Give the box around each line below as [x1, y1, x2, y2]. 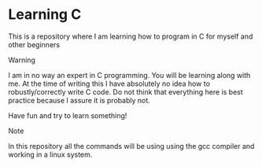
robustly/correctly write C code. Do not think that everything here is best [8, 87, 244, 96]
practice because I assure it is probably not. [8, 95, 151, 105]
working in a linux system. [8, 150, 93, 159]
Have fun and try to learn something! [8, 110, 127, 120]
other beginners [8, 39, 61, 49]
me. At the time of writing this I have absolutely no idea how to [8, 79, 211, 88]
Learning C [8, 6, 82, 24]
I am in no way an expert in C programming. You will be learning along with [8, 70, 251, 80]
